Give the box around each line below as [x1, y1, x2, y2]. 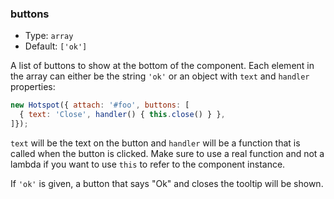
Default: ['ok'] [24, 40, 88, 52]
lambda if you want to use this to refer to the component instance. [10, 158, 286, 170]
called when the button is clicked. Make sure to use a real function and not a [10, 147, 325, 159]
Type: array [24, 30, 74, 42]
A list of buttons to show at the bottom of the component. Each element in [10, 60, 315, 72]
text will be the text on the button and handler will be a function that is [10, 137, 301, 149]
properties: [10, 81, 56, 93]
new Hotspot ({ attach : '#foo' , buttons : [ [10, 100, 190, 111]
